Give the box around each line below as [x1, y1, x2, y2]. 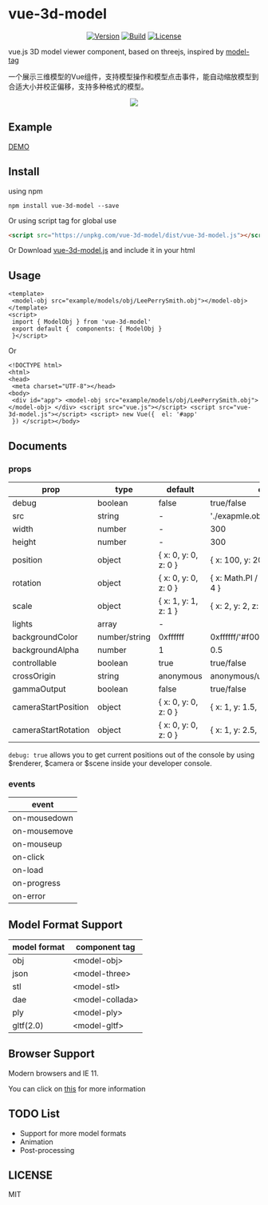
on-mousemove [12, 826, 73, 837]
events [8, 778, 36, 789]
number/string [97, 631, 152, 643]
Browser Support [8, 1047, 96, 1061]
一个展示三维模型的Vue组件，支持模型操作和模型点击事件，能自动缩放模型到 [8, 71, 259, 81]
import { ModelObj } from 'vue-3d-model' [11, 318, 152, 326]
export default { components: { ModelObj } [11, 325, 162, 333]
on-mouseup [12, 839, 62, 850]
